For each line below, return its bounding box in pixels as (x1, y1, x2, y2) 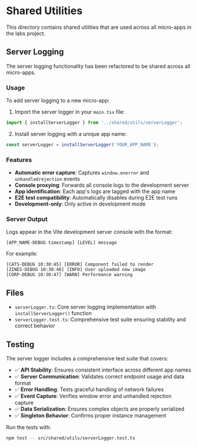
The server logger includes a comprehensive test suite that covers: (6, 355, 169, 362)
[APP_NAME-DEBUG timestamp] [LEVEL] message (6, 240, 117, 246)
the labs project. (6, 29, 46, 37)
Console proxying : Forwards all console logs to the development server (14, 181, 189, 189)
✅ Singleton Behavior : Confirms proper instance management (14, 412, 166, 419)
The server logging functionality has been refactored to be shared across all (6, 62, 191, 69)
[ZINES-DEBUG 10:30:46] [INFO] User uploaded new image (6, 267, 146, 273)
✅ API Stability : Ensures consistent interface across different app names (14, 366, 192, 373)
